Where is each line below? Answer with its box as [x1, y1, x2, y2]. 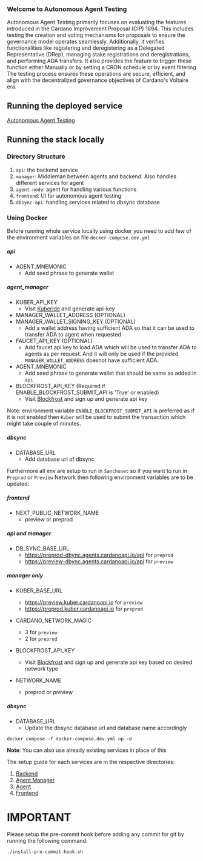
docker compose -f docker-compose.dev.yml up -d [7, 735, 132, 742]
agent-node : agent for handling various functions [15, 186, 137, 193]
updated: [7, 480, 30, 487]
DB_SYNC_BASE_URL [15, 544, 70, 552]
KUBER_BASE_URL [15, 587, 63, 594]
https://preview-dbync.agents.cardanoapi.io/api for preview [24, 557, 173, 565]
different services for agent [15, 179, 84, 186]
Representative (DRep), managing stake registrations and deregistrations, [7, 51, 190, 58]
